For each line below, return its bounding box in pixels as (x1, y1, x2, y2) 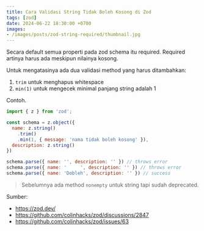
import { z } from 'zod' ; (6, 108, 72, 115)
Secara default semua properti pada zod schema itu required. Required (6, 48, 185, 55)
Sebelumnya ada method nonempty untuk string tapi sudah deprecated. (21, 181, 199, 188)
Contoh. (6, 97, 27, 104)
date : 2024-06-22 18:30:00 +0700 (6, 20, 92, 26)
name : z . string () (12, 125, 56, 131)
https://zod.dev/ (15, 205, 56, 212)
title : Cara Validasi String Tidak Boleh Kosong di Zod (6, 9, 151, 15)
